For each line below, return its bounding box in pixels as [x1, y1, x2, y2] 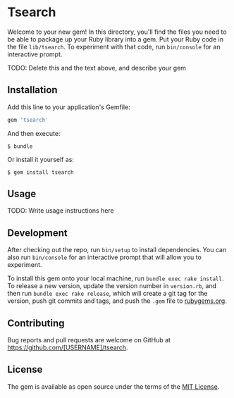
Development [7, 227, 68, 239]
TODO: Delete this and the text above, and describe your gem [7, 63, 187, 72]
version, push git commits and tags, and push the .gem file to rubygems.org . [7, 297, 228, 305]
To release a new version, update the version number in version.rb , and [7, 282, 217, 290]
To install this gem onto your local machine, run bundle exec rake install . [7, 274, 224, 282]
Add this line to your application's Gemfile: [7, 103, 130, 111]
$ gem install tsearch [7, 168, 74, 176]
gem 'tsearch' [7, 116, 49, 123]
